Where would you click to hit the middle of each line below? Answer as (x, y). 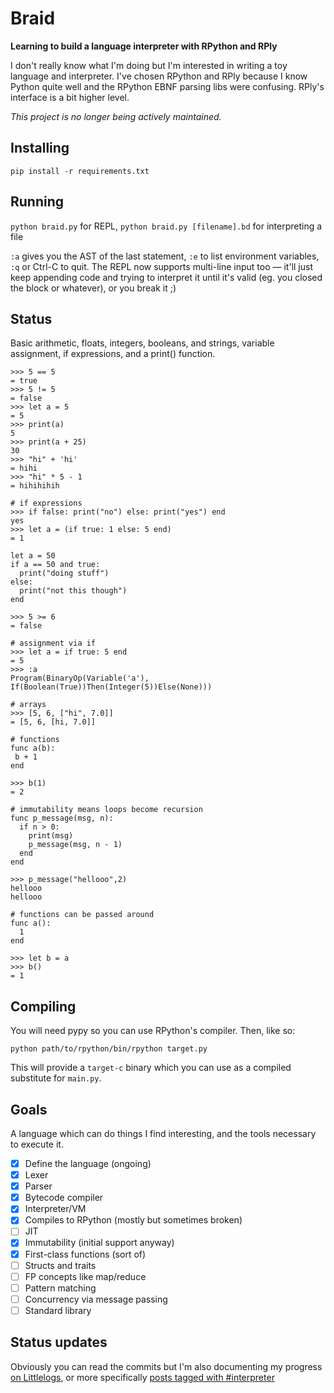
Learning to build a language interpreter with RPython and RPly (144, 46)
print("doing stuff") (64, 573)
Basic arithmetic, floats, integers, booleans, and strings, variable (142, 343)
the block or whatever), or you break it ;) (93, 288)
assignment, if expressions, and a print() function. (113, 354)
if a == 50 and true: (55, 565)
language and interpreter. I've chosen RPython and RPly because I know (159, 76)
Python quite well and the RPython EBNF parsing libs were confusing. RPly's (167, 86)
